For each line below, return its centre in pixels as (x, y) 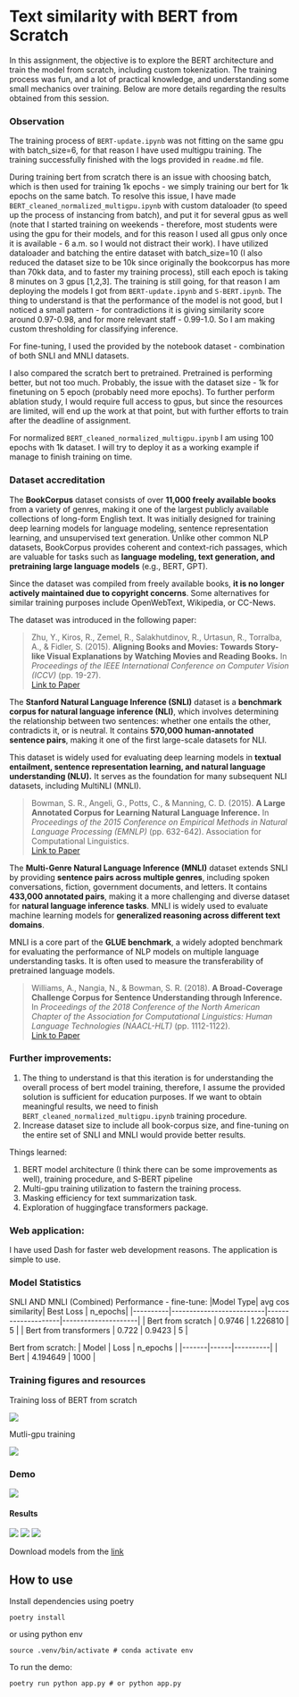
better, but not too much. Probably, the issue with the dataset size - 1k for (144, 382)
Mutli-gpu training (42, 1434)
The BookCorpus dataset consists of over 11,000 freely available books (143, 500)
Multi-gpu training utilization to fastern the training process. (132, 1188)
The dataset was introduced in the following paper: (103, 619)
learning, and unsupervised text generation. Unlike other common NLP (139, 537)
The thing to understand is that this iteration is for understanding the (148, 1078)
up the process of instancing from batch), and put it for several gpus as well (149, 215)
